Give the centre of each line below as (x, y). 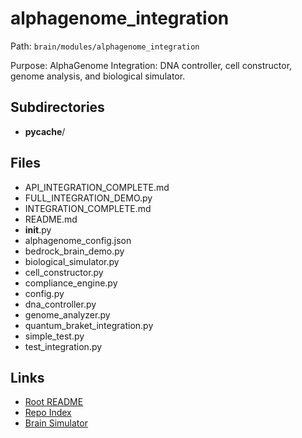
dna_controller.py (60, 304)
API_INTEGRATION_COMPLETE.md (97, 187)
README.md (51, 219)
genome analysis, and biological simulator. (98, 76)
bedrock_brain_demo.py (74, 251)
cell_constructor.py (64, 272)
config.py (44, 293)
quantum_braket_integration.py (89, 325)
